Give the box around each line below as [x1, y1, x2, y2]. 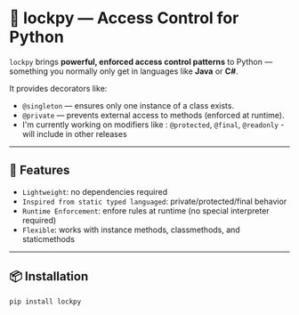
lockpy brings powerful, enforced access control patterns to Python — [9, 56, 273, 67]
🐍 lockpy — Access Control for [9, 8, 239, 28]
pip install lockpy [9, 297, 82, 306]
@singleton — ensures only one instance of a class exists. [21, 100, 234, 110]
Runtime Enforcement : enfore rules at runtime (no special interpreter [21, 205, 270, 216]
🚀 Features [9, 163, 70, 178]
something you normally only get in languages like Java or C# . [9, 66, 238, 77]
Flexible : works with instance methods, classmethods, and [21, 224, 240, 235]
